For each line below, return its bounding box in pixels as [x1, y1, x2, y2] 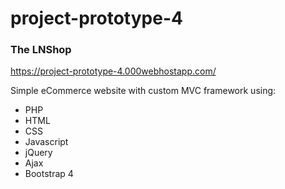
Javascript [24, 136, 69, 148]
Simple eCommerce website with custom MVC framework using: [10, 85, 277, 97]
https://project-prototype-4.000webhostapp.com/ [10, 65, 217, 77]
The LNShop [10, 43, 72, 57]
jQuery [24, 147, 53, 159]
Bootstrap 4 [24, 168, 74, 180]
